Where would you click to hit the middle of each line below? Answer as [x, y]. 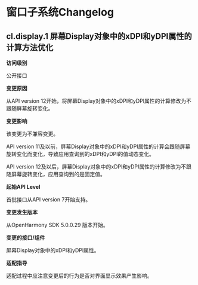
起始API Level [23, 187]
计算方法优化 [30, 47]
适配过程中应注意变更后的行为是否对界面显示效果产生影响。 [79, 276]
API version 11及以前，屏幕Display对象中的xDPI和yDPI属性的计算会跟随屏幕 [98, 146]
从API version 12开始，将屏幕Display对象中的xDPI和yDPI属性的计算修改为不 [99, 101]
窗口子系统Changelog [60, 12]
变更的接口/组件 [26, 237]
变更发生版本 [22, 212]
